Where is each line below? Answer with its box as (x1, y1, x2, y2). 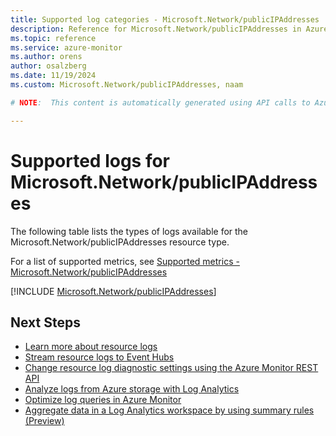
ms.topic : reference (10, 33, 97, 43)
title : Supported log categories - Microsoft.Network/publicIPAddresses (10, 14, 320, 25)
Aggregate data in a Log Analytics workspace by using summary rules (24, 404, 315, 416)
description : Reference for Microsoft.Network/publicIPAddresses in (10, 24, 302, 34)
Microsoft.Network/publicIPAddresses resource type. (10, 236, 230, 248)
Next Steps (10, 314, 81, 331)
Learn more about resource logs (24, 341, 158, 353)
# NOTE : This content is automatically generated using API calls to (10, 97, 311, 108)
